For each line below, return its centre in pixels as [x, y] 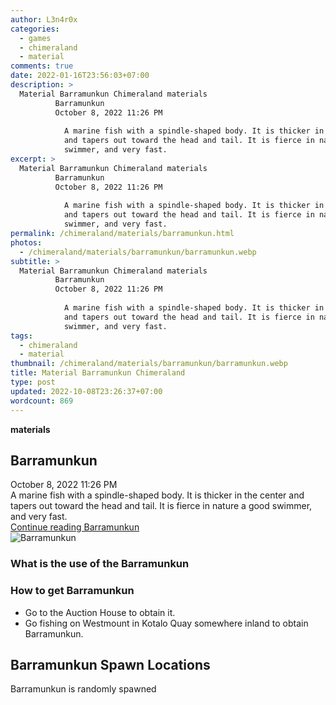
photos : [26, 242]
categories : [35, 29]
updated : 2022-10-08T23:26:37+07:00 [86, 391]
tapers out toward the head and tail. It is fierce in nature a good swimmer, [161, 506]
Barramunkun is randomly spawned [83, 689]
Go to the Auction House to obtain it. [100, 612]
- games [35, 38]
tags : [21, 336]
